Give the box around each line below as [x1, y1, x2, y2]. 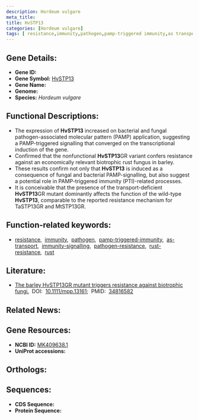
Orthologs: [6, 364, 47, 375]
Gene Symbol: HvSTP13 [14, 75, 74, 82]
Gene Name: [14, 81, 46, 88]
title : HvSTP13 [6, 20, 44, 26]
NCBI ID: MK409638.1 [14, 341, 68, 348]
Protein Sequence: [14, 407, 62, 414]
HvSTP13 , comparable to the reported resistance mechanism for [14, 196, 173, 203]
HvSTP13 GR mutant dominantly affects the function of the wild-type [14, 190, 182, 197]
